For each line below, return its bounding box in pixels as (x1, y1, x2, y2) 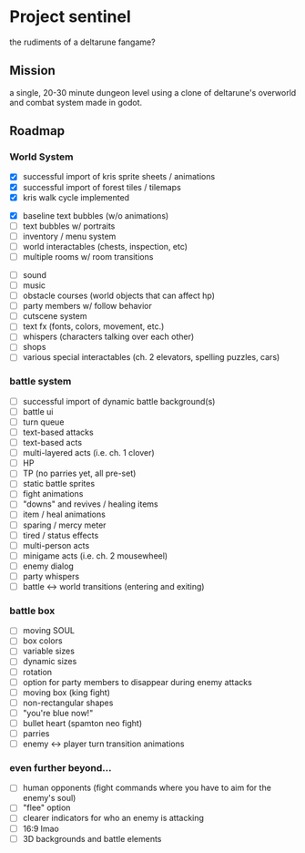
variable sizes (22, 645, 76, 657)
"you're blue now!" (22, 707, 94, 718)
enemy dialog (22, 560, 75, 571)
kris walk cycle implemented (22, 191, 130, 202)
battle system (9, 375, 72, 388)
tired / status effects (22, 529, 99, 540)
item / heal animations (22, 509, 107, 520)
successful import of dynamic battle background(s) (22, 396, 216, 406)
